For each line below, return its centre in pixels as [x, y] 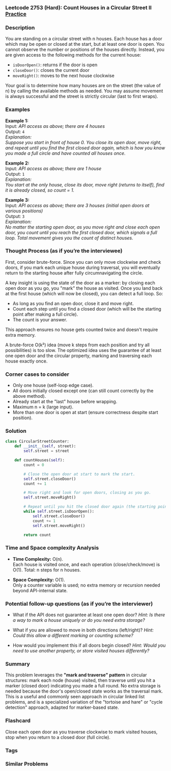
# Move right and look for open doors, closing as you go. [88, 493]
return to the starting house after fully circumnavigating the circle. [74, 273]
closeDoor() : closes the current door [51, 70]
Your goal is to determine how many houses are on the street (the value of [83, 86]
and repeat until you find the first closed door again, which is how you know [85, 148]
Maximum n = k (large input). [43, 407]
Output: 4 [15, 131]
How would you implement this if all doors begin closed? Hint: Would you [89, 645]
